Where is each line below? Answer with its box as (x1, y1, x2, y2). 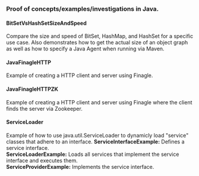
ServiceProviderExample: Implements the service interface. (6, 163, 154, 170)
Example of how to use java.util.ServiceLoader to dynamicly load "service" (6, 132, 189, 139)
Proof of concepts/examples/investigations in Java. (6, 5, 159, 13)
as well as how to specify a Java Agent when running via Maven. (6, 45, 165, 52)
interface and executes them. (6, 156, 78, 164)
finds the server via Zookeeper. (6, 105, 83, 112)
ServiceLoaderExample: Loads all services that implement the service (6, 151, 179, 158)
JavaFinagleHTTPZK (6, 85, 58, 92)
